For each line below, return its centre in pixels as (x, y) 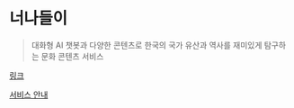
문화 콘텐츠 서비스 (72, 56)
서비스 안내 (29, 94)
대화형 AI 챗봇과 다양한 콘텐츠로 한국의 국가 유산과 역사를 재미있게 (147, 45)
